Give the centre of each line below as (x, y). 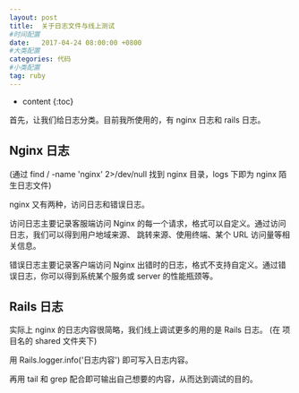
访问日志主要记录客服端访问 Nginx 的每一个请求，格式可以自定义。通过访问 (148, 223)
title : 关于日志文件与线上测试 (62, 26)
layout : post (34, 17)
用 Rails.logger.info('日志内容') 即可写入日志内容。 (101, 360)
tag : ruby (28, 76)
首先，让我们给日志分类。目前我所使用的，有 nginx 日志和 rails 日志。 (137, 120)
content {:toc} (48, 101)
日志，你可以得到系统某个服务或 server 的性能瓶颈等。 (117, 276)
